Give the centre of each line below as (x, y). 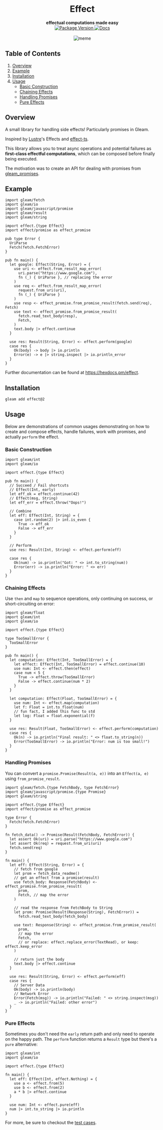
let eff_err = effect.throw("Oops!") (48, 503)
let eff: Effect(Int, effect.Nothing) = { (53, 1079)
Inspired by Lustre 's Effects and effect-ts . (47, 139)
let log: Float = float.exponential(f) (55, 716)
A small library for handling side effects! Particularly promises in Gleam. (77, 129)
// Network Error (32, 994)
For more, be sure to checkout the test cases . (51, 1123)
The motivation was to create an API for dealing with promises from (73, 168)
